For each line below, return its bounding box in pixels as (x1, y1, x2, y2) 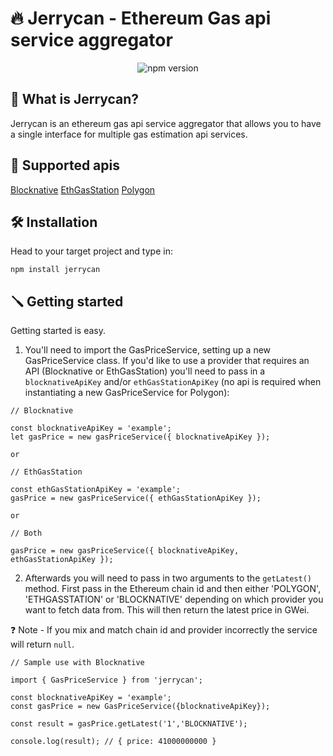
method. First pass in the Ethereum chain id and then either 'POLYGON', (24, 583, 322, 595)
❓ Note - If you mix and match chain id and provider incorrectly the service (10, 624, 318, 636)
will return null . (10, 638, 75, 651)
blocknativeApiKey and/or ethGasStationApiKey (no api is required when (24, 376, 322, 388)
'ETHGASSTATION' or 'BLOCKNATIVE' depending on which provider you (24, 593, 324, 606)
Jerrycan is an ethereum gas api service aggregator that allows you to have (10, 117, 322, 129)
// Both (10, 528, 43, 539)
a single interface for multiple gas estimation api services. (10, 128, 248, 140)
